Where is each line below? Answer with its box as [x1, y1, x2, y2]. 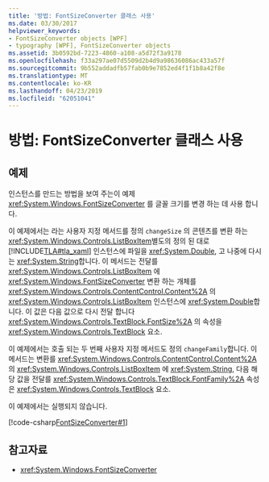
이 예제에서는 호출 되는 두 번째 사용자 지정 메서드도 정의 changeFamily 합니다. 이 [8, 344, 258, 354]
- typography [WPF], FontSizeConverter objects [8, 42, 172, 50]
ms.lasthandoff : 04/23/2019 [8, 86, 103, 95]
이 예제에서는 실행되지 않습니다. [8, 401, 108, 411]
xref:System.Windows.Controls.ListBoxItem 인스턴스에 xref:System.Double [8, 297, 254, 306]
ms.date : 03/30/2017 [8, 19, 78, 27]
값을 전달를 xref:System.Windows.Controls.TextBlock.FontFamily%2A [16, 374, 245, 384]
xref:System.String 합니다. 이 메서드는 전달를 [16, 256, 159, 266]
